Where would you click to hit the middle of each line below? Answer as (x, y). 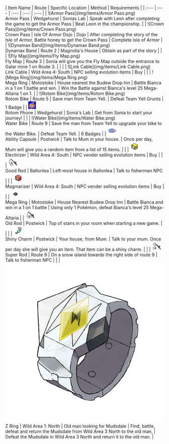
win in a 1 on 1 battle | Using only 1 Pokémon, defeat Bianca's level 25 (77, 207)
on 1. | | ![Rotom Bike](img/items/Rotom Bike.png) (74, 93)
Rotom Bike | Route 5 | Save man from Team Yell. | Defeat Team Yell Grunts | (84, 99)
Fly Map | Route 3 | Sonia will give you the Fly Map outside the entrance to (82, 61)
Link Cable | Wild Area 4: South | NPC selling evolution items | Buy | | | (78, 72)
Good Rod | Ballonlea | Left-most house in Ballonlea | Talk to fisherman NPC (84, 171)
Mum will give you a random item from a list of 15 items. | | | (67, 149)
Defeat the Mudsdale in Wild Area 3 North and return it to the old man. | (79, 437)
